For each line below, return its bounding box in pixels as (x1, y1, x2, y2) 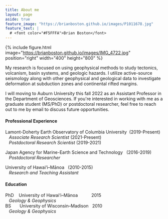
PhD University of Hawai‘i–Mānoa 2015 (5, 192, 102, 198)
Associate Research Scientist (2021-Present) (9, 134, 102, 140)
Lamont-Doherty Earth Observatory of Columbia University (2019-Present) (5, 129, 160, 135)
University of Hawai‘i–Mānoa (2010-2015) (5, 164, 93, 170)
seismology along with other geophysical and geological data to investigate (5, 76, 161, 81)
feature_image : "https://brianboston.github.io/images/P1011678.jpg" (5, 21, 154, 27)
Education (5, 181, 27, 187)
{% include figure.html (5, 45, 52, 50)
